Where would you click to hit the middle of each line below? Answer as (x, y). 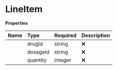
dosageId (38, 52)
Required (65, 35)
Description (96, 35)
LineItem (24, 9)
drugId (35, 43)
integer (63, 60)
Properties (17, 23)
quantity (37, 60)
